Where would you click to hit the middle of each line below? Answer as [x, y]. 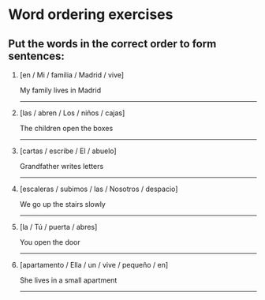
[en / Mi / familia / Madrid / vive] [72, 75]
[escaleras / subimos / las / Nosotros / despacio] [99, 189]
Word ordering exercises [91, 15]
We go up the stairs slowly [63, 204]
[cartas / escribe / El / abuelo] [68, 151]
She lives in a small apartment [68, 280]
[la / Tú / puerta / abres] [58, 227]
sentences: [37, 56]
